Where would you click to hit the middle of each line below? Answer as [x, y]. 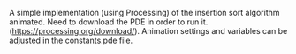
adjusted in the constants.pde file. [71, 40]
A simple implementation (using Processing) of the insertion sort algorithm [144, 13]
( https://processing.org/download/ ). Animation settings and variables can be [148, 31]
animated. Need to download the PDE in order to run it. [109, 22]
